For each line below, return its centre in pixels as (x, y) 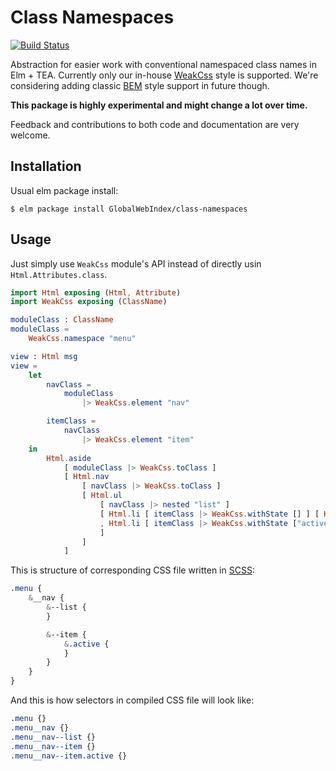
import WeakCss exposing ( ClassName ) (89, 302)
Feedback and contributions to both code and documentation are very (155, 124)
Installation (46, 166)
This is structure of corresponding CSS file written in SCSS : (132, 570)
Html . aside (69, 458)
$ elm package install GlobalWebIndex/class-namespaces (129, 209)
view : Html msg (44, 356)
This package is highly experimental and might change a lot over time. (159, 105)
